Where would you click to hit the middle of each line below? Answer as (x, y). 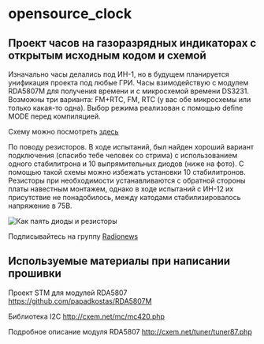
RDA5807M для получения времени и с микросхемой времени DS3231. (129, 91)
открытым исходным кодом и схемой (107, 55)
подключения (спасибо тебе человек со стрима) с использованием (123, 155)
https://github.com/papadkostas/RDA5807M (80, 301)
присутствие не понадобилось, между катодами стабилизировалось (125, 197)
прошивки (35, 274)
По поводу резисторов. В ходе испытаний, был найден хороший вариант (131, 147)
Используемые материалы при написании (119, 261)
